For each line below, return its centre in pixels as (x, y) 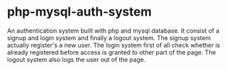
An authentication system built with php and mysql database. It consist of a (113, 31)
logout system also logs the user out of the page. (76, 59)
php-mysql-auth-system (80, 12)
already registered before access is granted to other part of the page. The (111, 52)
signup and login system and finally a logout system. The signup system (109, 37)
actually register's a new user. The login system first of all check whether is (114, 45)
